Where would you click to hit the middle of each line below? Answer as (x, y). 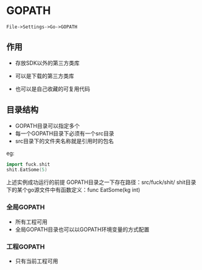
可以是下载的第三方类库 (44, 76)
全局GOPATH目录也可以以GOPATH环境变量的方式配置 (82, 229)
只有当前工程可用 (37, 261)
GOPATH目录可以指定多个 (47, 126)
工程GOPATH (26, 246)
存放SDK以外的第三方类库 (47, 63)
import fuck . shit (28, 164)
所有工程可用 (31, 222)
